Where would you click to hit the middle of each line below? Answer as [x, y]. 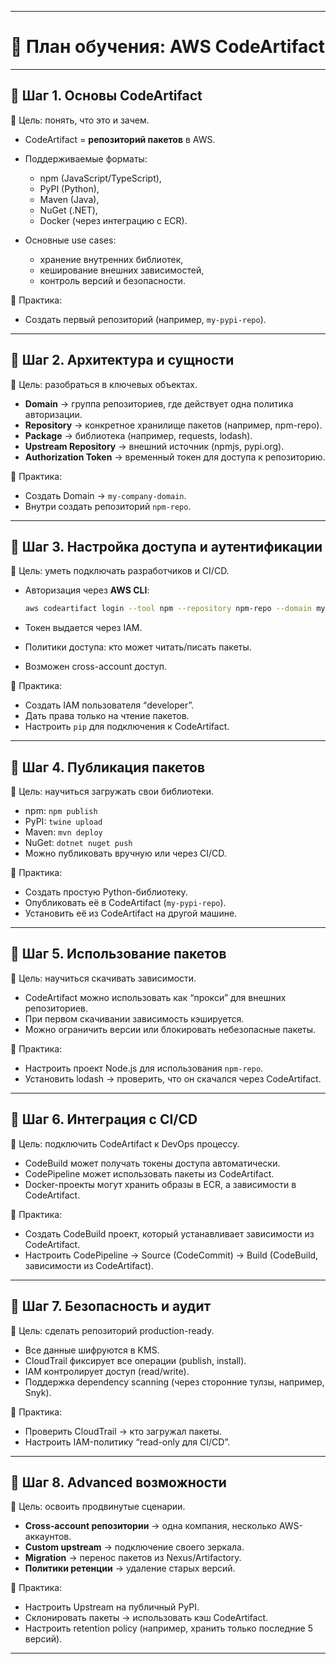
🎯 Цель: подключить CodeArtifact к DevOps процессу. [125, 1143]
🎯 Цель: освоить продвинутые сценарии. [98, 1507]
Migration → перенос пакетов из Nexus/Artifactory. [133, 1558]
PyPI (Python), [69, 188]
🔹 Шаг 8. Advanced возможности [118, 1482]
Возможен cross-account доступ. [96, 667]
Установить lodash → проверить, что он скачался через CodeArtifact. [173, 1078]
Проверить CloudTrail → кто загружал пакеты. [123, 1431]
